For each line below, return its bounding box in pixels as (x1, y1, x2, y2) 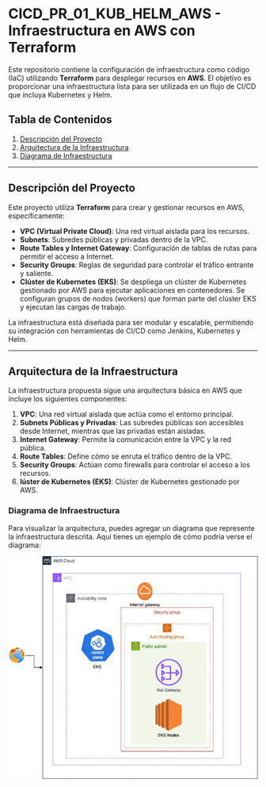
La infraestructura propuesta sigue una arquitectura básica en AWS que (8, 386, 243, 395)
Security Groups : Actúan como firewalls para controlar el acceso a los (19, 460, 251, 470)
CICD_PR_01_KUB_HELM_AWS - (8, 5, 222, 23)
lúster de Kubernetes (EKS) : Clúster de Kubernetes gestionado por (19, 477, 240, 486)
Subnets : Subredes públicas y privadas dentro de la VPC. (19, 235, 208, 244)
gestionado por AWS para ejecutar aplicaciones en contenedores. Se (19, 285, 245, 294)
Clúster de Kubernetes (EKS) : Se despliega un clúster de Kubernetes (19, 277, 247, 286)
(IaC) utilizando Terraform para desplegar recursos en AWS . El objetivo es (8, 73, 252, 83)
